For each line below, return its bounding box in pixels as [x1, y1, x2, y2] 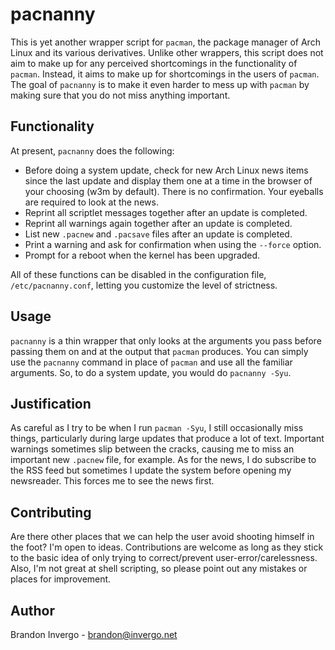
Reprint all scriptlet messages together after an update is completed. [24, 206, 308, 218]
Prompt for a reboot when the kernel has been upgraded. [24, 249, 261, 261]
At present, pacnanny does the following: [10, 144, 175, 157]
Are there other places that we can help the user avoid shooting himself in [10, 531, 315, 543]
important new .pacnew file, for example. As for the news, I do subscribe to [10, 454, 317, 466]
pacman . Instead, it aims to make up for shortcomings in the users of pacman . [10, 68, 320, 80]
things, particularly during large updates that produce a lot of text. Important [10, 433, 325, 445]
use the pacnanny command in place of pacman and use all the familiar [10, 356, 293, 368]
